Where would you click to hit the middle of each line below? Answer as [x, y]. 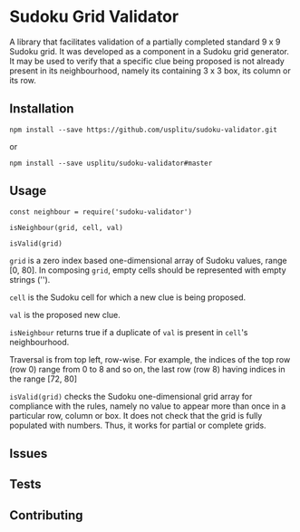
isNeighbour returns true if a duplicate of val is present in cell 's [129, 332]
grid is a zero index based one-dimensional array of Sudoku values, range [148, 260]
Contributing [46, 515]
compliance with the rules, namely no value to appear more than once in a [148, 406]
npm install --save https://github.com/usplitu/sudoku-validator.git [144, 130]
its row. [23, 80]
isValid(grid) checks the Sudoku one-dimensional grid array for [131, 396]
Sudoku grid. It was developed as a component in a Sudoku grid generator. [150, 51]
